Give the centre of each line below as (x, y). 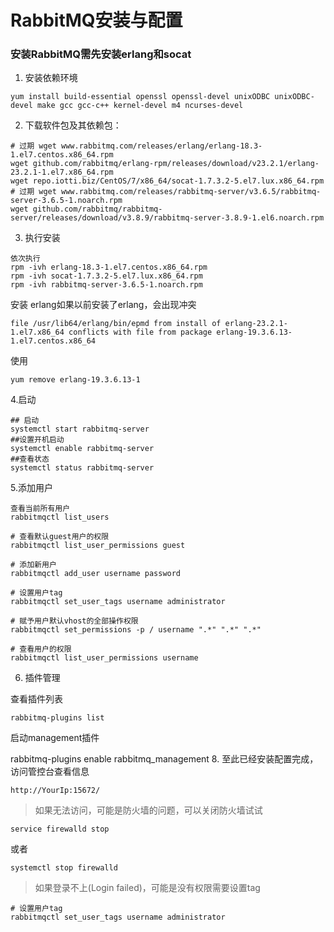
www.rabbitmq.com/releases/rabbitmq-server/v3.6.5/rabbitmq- (191, 192)
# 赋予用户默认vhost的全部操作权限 (74, 621)
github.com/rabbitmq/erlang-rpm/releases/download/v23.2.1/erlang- (176, 164)
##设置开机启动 (37, 440)
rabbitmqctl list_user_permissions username (104, 658)
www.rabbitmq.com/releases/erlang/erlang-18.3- (162, 146)
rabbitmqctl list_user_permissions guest (98, 546)
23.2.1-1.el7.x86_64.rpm (62, 172)
